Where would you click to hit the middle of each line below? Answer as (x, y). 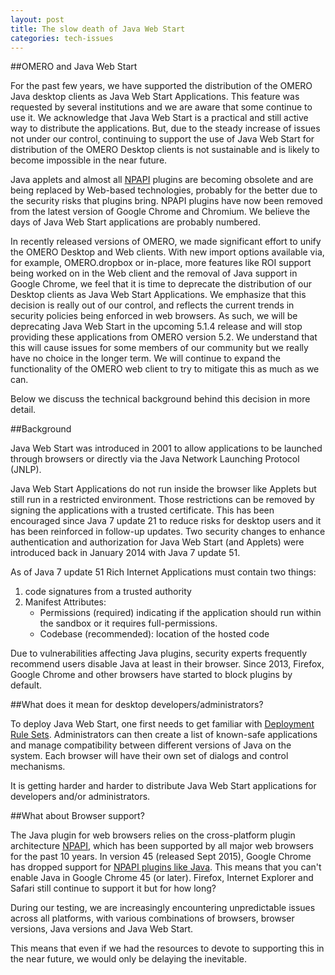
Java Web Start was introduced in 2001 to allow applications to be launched (166, 448)
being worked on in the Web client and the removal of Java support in (154, 273)
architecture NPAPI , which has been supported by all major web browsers (162, 846)
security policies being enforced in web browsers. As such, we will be (154, 316)
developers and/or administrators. (80, 797)
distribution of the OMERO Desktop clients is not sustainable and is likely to (165, 150)
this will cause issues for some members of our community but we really (159, 348)
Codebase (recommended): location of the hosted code (154, 634)
